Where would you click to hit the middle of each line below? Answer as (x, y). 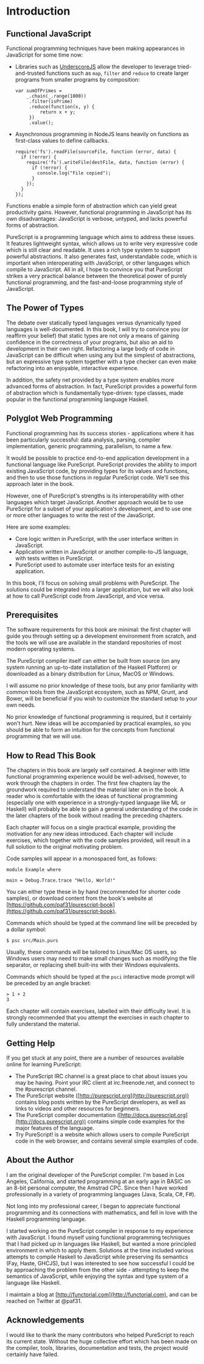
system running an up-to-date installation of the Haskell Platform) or (92, 667)
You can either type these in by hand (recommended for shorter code (93, 892)
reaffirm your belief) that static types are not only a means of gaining (93, 335)
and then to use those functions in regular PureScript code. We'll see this (98, 477)
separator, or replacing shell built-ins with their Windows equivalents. (93, 965)
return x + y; (58, 112)
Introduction (38, 11)
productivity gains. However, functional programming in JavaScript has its (99, 212)
